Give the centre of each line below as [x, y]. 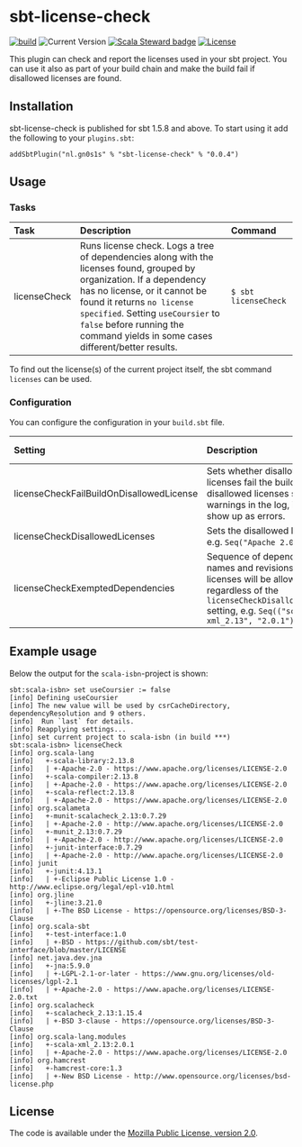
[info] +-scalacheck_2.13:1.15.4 [76, 1013]
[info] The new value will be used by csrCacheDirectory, [120, 705]
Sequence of [234, 556]
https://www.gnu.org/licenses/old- [209, 974]
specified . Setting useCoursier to [150, 314]
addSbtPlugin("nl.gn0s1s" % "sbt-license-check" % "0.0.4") [124, 154]
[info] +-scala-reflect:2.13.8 [72, 792]
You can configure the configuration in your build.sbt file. [117, 422]
